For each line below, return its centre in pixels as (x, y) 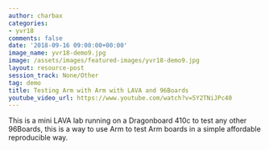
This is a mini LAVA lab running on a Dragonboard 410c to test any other (128, 120)
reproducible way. (38, 138)
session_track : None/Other (54, 75)
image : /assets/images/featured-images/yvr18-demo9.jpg (104, 61)
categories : (28, 23)
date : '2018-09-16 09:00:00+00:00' (68, 46)
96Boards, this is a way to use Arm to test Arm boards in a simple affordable (135, 129)
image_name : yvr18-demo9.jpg (57, 53)
